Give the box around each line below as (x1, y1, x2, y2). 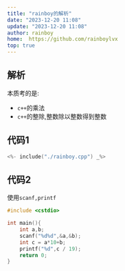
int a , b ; (19, 226, 45, 233)
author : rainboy (7, 29, 54, 37)
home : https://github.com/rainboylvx (7, 36, 118, 43)
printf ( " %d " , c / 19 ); (19, 245, 81, 252)
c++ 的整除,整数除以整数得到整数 (16, 112, 107, 121)
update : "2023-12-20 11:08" (7, 23, 88, 30)
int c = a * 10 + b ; (19, 239, 67, 245)
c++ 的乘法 (16, 103, 45, 112)
